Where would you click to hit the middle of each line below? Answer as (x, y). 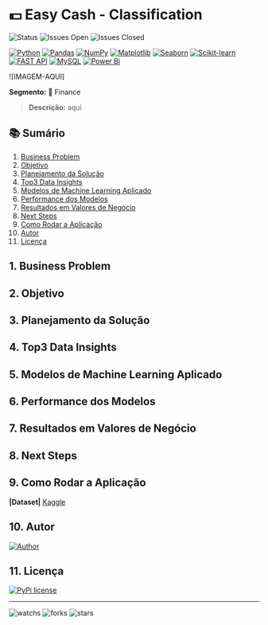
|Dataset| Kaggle (37, 502)
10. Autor (32, 527)
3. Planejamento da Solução (80, 320)
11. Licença (37, 571)
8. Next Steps (43, 455)
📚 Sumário (37, 133)
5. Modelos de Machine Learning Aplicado (116, 375)
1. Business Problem (60, 266)
